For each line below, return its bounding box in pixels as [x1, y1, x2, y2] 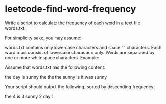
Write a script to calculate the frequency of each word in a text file [5, 20, 140, 26]
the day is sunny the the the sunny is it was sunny [5, 74, 107, 80]
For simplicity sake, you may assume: [5, 35, 82, 41]
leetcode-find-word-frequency [5, 3, 136, 15]
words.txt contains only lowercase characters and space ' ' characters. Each [5, 44, 162, 50]
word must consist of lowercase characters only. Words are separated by [5, 50, 155, 55]
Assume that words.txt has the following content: [5, 64, 106, 70]
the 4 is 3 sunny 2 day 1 [5, 93, 54, 99]
